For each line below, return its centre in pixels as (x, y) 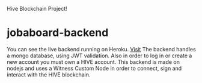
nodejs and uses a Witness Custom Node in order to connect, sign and (94, 68)
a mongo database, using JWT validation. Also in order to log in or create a (99, 56)
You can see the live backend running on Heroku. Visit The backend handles (101, 49)
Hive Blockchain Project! (37, 9)
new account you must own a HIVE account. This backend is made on (93, 62)
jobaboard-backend (58, 33)
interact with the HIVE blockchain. (49, 75)
